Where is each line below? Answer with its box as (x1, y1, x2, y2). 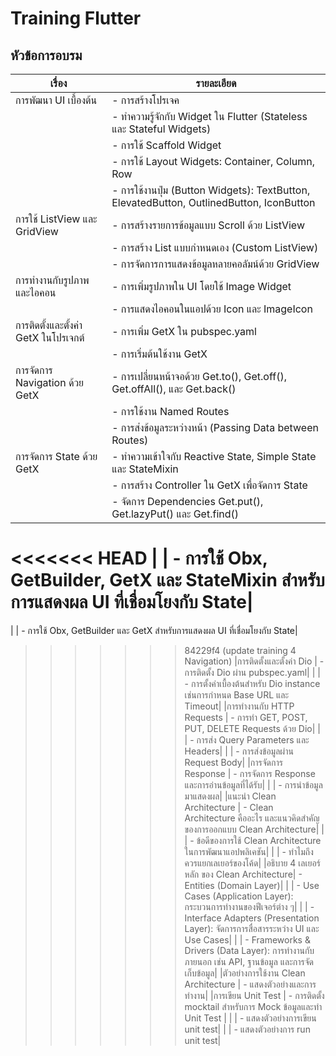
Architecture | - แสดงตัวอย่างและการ (184, 978, 317, 990)
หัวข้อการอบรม (10, 47, 83, 64)
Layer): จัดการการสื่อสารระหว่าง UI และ (184, 922, 320, 934)
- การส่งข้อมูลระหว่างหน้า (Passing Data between (111, 421, 319, 434)
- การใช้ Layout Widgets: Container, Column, (111, 155, 316, 168)
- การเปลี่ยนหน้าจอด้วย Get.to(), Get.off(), (111, 370, 287, 383)
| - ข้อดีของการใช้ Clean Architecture (184, 834, 322, 846)
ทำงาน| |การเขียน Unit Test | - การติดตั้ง (184, 989, 325, 1001)
